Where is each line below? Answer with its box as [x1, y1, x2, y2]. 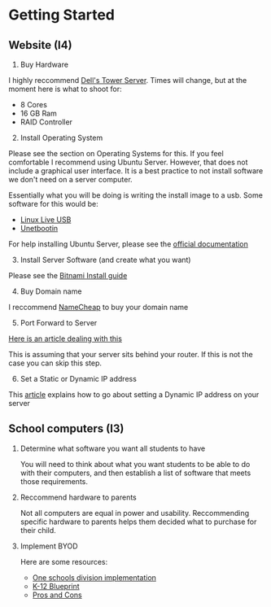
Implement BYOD [20, 541, 79, 551]
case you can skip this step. [8, 358, 103, 368]
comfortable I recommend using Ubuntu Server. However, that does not [8, 157, 248, 167]
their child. [20, 525, 57, 535]
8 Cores [20, 100, 47, 109]
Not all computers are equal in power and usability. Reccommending [20, 508, 250, 517]
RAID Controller [20, 117, 73, 127]
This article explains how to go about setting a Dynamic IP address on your [8, 390, 260, 400]
